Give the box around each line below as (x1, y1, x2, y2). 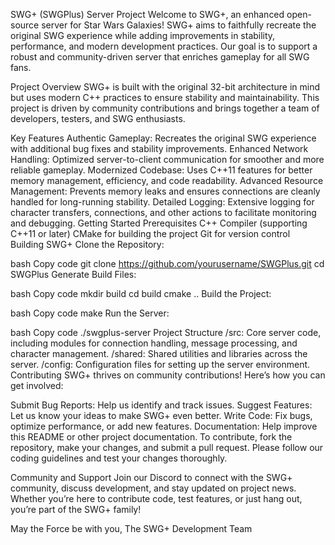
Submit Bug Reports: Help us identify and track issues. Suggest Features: (10, 399, 313, 411)
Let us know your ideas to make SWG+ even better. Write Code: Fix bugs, (10, 410, 313, 421)
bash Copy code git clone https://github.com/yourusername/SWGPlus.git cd (10, 258, 325, 269)
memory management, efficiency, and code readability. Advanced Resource (10, 175, 324, 186)
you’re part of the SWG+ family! (10, 504, 142, 515)
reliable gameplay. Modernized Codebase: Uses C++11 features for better (10, 164, 313, 176)
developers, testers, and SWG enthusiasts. (10, 113, 186, 124)
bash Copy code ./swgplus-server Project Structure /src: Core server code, (10, 327, 322, 338)
